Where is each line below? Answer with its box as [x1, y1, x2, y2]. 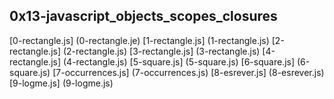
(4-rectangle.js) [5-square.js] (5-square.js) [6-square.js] [62, 55, 296, 68]
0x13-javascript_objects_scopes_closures [9, 8, 278, 25]
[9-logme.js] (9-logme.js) [9, 77, 114, 89]
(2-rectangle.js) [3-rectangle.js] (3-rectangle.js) [62, 45, 261, 57]
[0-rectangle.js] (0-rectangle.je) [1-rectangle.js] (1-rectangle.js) [9, 34, 270, 46]
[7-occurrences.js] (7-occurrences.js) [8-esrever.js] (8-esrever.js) [52, 66, 325, 78]
